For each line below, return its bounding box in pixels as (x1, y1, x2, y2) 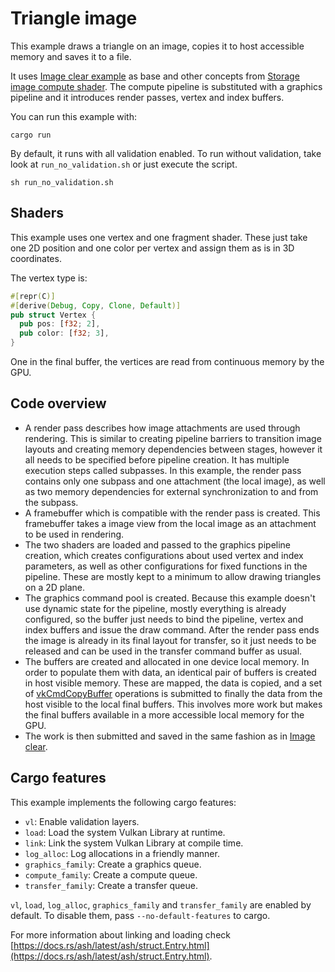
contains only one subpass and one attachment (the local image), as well (24, 475, 326, 487)
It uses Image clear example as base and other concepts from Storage (10, 70, 300, 82)
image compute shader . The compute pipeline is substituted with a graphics (10, 80, 323, 92)
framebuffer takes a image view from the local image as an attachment (24, 517, 317, 529)
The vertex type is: (10, 272, 88, 284)
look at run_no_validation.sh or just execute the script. (10, 158, 238, 170)
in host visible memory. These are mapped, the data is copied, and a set (24, 677, 323, 689)
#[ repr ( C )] (10, 291, 56, 301)
